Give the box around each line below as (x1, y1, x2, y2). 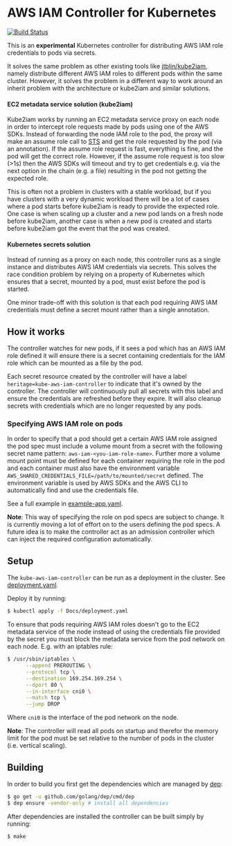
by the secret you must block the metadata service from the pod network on (7, 635, 225, 643)
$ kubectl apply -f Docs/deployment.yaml (7, 608, 129, 615)
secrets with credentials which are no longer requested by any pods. (7, 402, 203, 410)
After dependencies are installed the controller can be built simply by (7, 812, 204, 820)
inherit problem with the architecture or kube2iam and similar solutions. (7, 84, 211, 92)
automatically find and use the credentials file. (7, 486, 139, 494)
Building (7, 762, 44, 773)
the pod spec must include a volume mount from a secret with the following (7, 442, 223, 451)
